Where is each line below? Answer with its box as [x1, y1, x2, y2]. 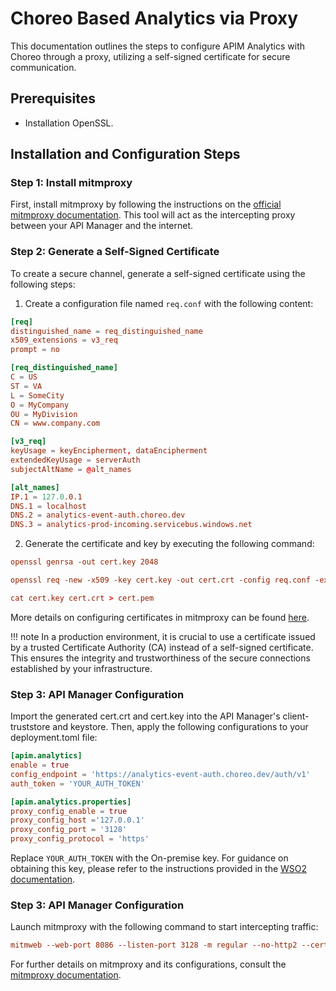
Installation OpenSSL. [24, 117, 114, 129]
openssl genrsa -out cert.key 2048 [10, 557, 159, 567]
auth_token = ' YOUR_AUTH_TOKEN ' [10, 778, 145, 789]
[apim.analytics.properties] [10, 797, 132, 807]
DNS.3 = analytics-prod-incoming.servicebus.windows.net [10, 520, 253, 530]
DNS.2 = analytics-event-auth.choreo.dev [10, 510, 186, 521]
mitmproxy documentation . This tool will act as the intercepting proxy [10, 209, 296, 221]
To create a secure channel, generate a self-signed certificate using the [10, 267, 306, 279]
